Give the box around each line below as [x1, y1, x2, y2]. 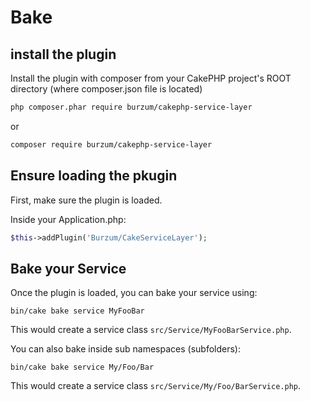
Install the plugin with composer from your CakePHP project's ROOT [10, 72, 292, 84]
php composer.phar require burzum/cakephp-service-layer [10, 102, 253, 112]
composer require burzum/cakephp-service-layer [10, 139, 213, 150]
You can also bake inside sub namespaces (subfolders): [10, 343, 241, 355]
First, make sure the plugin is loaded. [10, 194, 163, 206]
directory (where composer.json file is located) [10, 83, 203, 95]
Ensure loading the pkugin [10, 167, 178, 185]
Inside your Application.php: [10, 213, 127, 225]
